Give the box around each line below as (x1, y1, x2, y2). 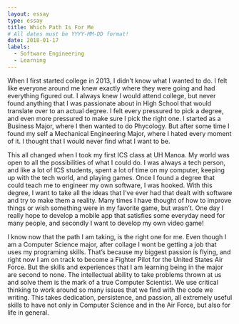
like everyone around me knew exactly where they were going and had (7, 83, 215, 93)
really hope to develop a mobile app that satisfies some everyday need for (7, 211, 225, 219)
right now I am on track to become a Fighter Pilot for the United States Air (7, 255, 223, 263)
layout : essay (7, 10, 50, 18)
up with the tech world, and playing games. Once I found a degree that (7, 173, 215, 182)
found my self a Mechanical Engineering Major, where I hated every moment (7, 129, 232, 137)
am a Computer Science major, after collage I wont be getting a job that (7, 240, 217, 249)
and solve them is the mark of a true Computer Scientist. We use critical (7, 278, 219, 286)
